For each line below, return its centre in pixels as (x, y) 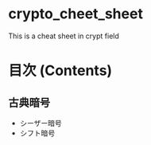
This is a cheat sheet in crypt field (64, 36)
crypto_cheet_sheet (75, 14)
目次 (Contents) (60, 71)
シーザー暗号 (41, 123)
